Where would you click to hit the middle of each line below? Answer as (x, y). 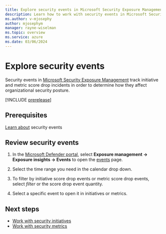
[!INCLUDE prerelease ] (28, 100)
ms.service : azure (24, 37)
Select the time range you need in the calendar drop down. (72, 169)
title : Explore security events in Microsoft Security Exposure (73, 10)
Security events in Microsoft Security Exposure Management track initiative (82, 80)
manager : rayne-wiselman (31, 28)
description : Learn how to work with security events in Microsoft (76, 14)
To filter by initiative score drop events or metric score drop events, (81, 179)
